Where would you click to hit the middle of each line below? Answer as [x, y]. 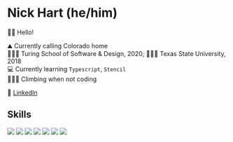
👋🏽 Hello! [21, 32]
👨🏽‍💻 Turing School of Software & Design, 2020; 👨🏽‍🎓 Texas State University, [116, 53]
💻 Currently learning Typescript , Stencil [66, 69]
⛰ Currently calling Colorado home [58, 45]
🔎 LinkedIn [22, 92]
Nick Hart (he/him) [62, 13]
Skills [19, 114]
